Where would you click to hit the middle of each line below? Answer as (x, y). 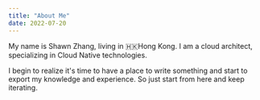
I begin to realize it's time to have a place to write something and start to (128, 70)
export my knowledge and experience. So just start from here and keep (127, 79)
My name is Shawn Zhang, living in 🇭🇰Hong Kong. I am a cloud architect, (131, 46)
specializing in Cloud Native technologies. (78, 55)
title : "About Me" (39, 16)
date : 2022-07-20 (37, 23)
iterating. (23, 87)
